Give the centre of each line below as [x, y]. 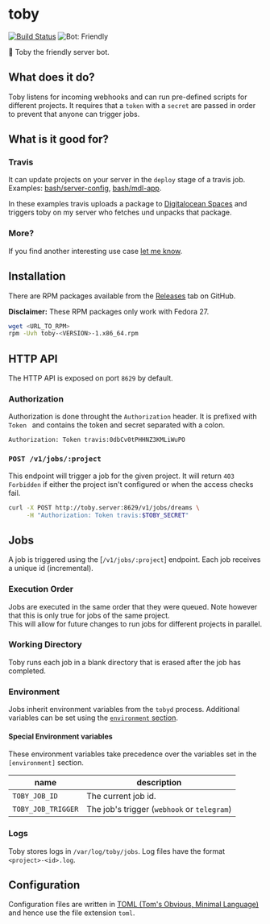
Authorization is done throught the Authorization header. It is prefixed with [133, 417]
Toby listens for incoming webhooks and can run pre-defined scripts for [128, 97]
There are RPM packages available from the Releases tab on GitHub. [122, 296]
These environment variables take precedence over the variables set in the [133, 754]
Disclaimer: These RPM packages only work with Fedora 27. [109, 311]
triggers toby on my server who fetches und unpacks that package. [120, 212]
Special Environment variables [60, 736]
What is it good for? [58, 139]
